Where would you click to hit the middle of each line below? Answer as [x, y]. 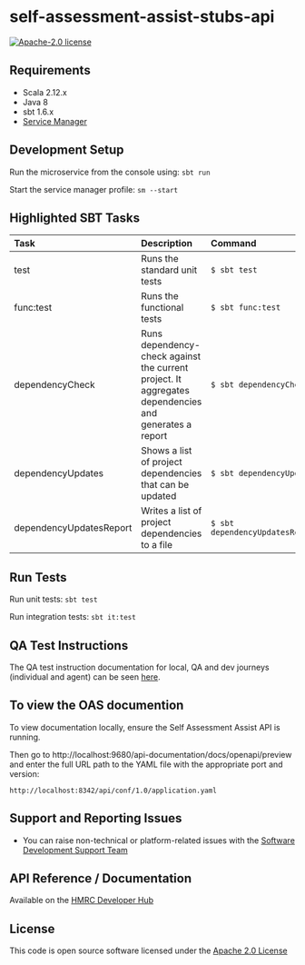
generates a [166, 424]
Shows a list [166, 451]
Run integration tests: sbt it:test [73, 617]
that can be [165, 485]
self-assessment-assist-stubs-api [142, 17]
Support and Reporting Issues [96, 818]
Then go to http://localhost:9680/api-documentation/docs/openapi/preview [151, 754]
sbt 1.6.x [38, 112]
